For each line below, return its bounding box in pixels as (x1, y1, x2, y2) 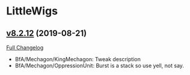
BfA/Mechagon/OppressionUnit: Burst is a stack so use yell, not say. (14, 62, 185, 69)
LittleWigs (6, 4, 58, 18)
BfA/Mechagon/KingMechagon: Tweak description (14, 56, 141, 62)
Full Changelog (6, 44, 44, 51)
